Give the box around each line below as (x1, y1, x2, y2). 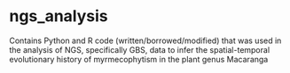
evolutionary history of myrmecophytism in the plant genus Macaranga (9, 54, 269, 64)
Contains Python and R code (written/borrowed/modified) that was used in (9, 35, 282, 46)
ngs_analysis (9, 6, 108, 26)
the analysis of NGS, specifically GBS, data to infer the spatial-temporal (9, 44, 270, 55)
